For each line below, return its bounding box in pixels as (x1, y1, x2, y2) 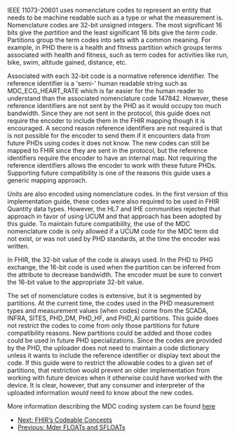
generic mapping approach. (7, 176, 88, 185)
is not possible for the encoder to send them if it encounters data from (7, 131, 210, 140)
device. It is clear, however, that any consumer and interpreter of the (7, 381, 206, 389)
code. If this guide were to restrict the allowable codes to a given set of (7, 359, 213, 367)
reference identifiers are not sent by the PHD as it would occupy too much (7, 102, 222, 109)
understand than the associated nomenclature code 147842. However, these (7, 94, 229, 102)
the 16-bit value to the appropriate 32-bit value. (7, 278, 145, 286)
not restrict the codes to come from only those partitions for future (7, 321, 200, 329)
